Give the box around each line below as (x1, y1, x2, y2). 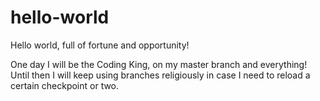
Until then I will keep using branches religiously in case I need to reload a (10, 69, 311, 81)
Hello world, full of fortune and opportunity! (10, 39, 190, 51)
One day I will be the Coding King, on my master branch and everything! (10, 58, 308, 70)
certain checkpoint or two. (10, 79, 120, 91)
